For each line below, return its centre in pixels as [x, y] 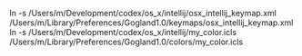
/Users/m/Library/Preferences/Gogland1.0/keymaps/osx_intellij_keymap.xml [151, 23]
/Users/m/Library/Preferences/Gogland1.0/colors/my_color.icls [126, 42]
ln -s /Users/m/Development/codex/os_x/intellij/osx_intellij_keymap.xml [143, 13]
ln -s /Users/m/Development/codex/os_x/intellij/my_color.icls [123, 32]
